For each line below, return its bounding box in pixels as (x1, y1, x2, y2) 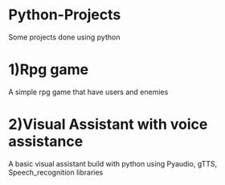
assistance (8, 133, 84, 150)
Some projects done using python (8, 32, 121, 42)
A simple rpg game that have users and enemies (8, 87, 169, 97)
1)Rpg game (8, 60, 89, 79)
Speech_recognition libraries (8, 167, 104, 177)
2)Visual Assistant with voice (8, 115, 208, 134)
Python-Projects (8, 6, 121, 24)
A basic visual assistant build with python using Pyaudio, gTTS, (8, 158, 218, 168)
